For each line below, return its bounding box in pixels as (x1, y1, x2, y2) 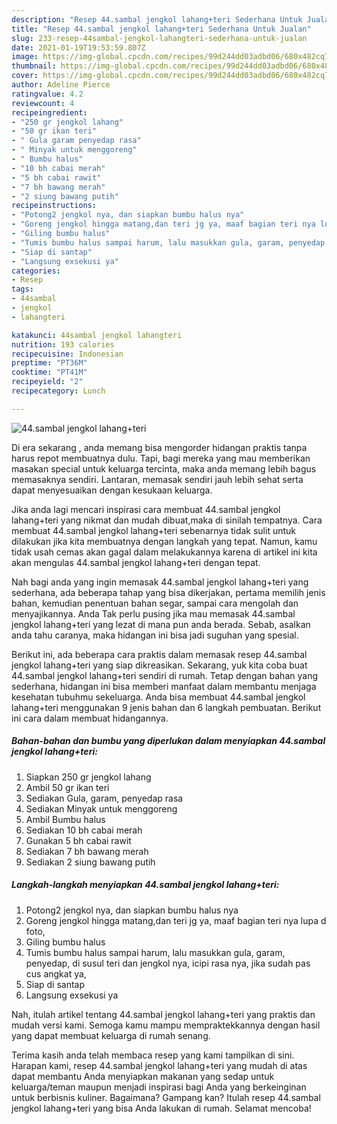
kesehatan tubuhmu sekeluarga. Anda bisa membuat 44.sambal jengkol (11, 691, 306, 703)
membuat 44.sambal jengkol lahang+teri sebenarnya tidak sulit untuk (11, 524, 296, 536)
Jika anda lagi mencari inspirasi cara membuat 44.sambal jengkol (11, 503, 281, 515)
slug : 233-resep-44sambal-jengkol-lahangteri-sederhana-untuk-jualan (11, 33, 308, 43)
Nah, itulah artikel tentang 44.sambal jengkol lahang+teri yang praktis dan (11, 1008, 316, 1020)
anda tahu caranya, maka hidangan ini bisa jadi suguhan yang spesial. (11, 629, 299, 641)
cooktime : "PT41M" (11, 367, 88, 378)
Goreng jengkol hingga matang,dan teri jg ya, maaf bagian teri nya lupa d (25, 914, 327, 926)
